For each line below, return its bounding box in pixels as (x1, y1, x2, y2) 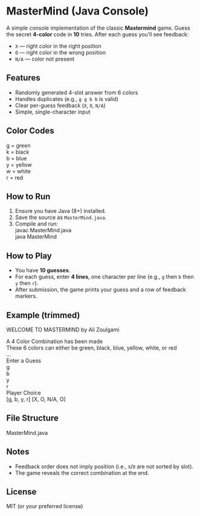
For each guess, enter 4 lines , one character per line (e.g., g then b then (15, 273, 195, 281)
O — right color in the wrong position (15, 48, 106, 56)
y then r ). (15, 279, 39, 287)
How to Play (6, 250, 53, 261)
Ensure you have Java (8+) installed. (15, 207, 106, 215)
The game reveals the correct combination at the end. (15, 469, 149, 476)
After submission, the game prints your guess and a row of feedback (15, 286, 186, 293)
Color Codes (6, 126, 54, 136)
